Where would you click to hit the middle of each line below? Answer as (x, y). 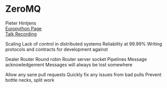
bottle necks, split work (30, 80)
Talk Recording (21, 34)
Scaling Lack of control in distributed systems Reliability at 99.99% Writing (84, 43)
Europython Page (23, 28)
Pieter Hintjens (21, 23)
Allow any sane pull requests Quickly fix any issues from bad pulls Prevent (83, 74)
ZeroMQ (23, 9)
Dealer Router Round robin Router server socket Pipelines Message (76, 59)
